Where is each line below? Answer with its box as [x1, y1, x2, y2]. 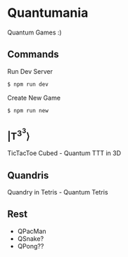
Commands [7, 48, 60, 60]
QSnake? [17, 234, 44, 243]
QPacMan [17, 227, 47, 235]
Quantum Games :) [7, 28, 62, 37]
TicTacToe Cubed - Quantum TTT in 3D [7, 149, 122, 157]
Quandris [7, 169, 49, 181]
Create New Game [7, 93, 61, 102]
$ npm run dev [7, 81, 49, 88]
